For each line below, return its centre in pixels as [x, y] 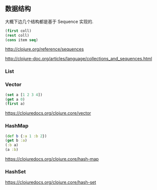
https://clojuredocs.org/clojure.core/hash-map [52, 159]
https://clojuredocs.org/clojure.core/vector [48, 113]
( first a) [15, 104]
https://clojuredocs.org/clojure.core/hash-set [51, 182]
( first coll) [18, 31]
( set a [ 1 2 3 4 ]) [24, 95]
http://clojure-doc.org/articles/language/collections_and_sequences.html [79, 59]
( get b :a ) [16, 141]
